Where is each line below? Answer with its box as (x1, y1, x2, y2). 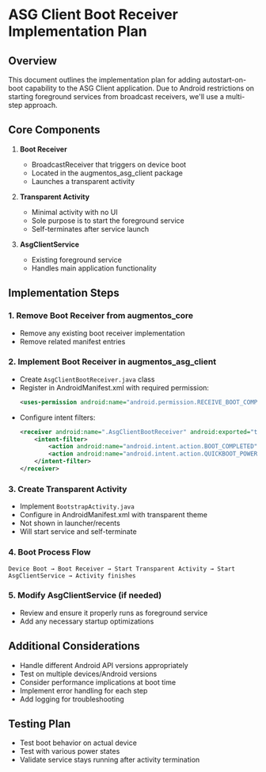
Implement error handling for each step (19, 686, 148, 695)
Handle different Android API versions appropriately (19, 660, 188, 670)
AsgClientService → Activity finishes (8, 571, 136, 580)
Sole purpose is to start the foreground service (31, 216, 184, 225)
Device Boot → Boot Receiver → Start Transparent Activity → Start (8, 565, 236, 573)
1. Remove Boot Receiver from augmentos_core (8, 310, 194, 321)
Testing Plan (8, 717, 71, 731)
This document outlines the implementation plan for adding (8, 75, 201, 84)
